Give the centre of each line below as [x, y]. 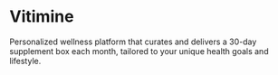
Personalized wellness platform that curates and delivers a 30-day [133, 42]
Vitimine [42, 17]
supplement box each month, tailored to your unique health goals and [139, 51]
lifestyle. [25, 61]
